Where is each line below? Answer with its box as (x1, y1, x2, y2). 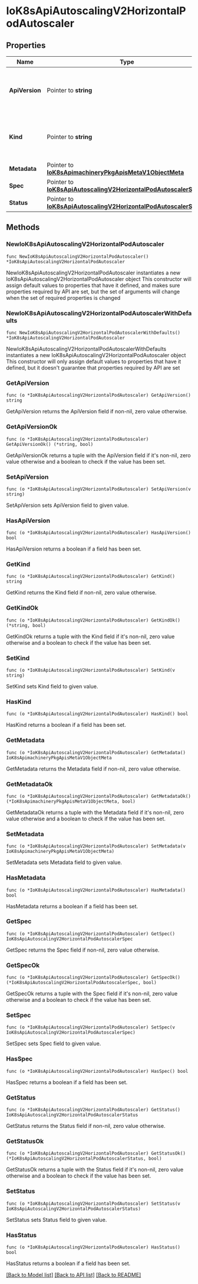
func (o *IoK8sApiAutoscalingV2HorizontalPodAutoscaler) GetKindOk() (6, 617, 181, 623)
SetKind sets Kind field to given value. (6, 683, 98, 690)
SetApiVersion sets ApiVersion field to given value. (6, 502, 129, 509)
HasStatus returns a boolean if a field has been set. (6, 1260, 131, 1267)
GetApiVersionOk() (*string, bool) (6, 441, 94, 447)
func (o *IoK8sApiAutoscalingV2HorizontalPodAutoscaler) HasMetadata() (6, 887, 186, 893)
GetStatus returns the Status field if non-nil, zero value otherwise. (6, 1123, 166, 1130)
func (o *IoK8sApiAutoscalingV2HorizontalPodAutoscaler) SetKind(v (6, 667, 176, 674)
